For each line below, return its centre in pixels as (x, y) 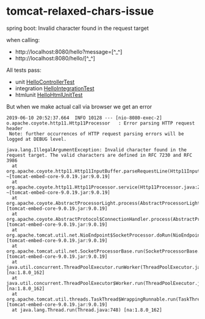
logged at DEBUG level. (37, 139)
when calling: (23, 40)
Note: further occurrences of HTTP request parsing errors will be (96, 134)
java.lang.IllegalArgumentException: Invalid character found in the (97, 150)
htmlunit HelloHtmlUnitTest (49, 95)
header (15, 128)
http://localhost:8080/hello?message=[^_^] (69, 52)
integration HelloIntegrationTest (55, 88)
